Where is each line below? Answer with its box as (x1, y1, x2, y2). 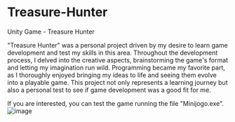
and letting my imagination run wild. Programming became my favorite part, (7, 63, 226, 72)
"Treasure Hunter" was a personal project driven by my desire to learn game (7, 41, 228, 49)
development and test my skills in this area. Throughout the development (7, 48, 218, 57)
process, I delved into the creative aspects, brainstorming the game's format (7, 55, 229, 64)
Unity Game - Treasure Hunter (7, 27, 95, 36)
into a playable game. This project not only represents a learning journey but (7, 78, 228, 86)
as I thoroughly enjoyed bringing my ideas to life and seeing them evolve (7, 71, 217, 79)
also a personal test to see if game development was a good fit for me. (7, 86, 212, 94)
